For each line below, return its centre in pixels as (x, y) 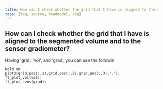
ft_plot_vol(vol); (24, 78)
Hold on (13, 69)
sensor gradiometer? (38, 49)
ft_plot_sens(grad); (26, 82)
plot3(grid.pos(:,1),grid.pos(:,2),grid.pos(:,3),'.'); (63, 74)
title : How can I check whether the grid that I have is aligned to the (80, 9)
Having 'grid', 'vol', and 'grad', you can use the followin (60, 60)
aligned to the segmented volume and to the (73, 41)
